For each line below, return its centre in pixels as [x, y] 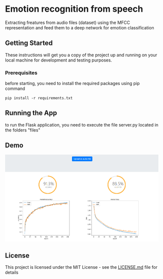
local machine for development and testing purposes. [59, 60]
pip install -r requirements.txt [39, 98]
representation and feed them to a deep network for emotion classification [80, 27]
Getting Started [29, 43]
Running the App [31, 113]
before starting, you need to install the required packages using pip [72, 84]
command [15, 88]
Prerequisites [21, 73]
